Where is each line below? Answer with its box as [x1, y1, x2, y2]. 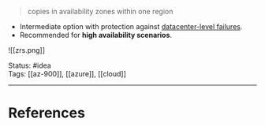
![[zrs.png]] [8, 46, 46, 54]
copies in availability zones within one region [27, 7, 174, 16]
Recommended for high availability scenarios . [19, 31, 172, 39]
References [8, 104, 85, 122]
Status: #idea [8, 61, 51, 70]
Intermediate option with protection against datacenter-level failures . [19, 22, 243, 31]
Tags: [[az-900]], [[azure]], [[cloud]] [8, 69, 126, 78]
